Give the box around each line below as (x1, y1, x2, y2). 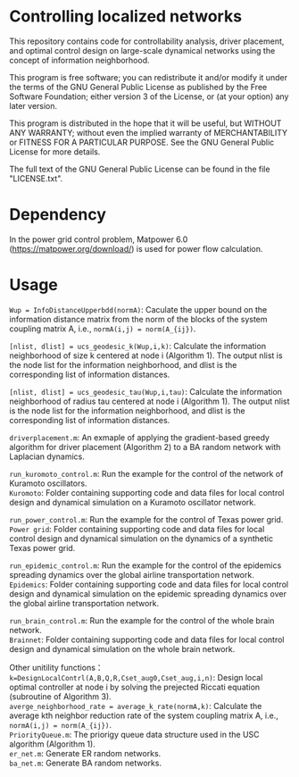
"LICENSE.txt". (9, 172, 63, 184)
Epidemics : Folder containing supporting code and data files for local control (9, 579, 288, 589)
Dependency (9, 205, 107, 225)
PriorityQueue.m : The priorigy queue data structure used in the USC (9, 729, 261, 739)
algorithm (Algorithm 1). (9, 739, 96, 749)
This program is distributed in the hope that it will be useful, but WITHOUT (9, 118, 282, 129)
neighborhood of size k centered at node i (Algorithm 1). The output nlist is (9, 350, 283, 361)
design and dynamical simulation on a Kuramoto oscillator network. (9, 497, 256, 507)
